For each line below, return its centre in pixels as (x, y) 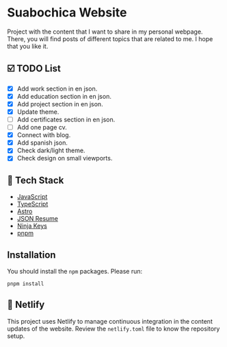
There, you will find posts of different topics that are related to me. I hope (110, 38)
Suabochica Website (67, 13)
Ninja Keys (32, 226)
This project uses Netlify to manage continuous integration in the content (110, 321)
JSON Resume (38, 219)
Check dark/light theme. (51, 151)
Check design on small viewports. (65, 158)
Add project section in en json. (60, 104)
